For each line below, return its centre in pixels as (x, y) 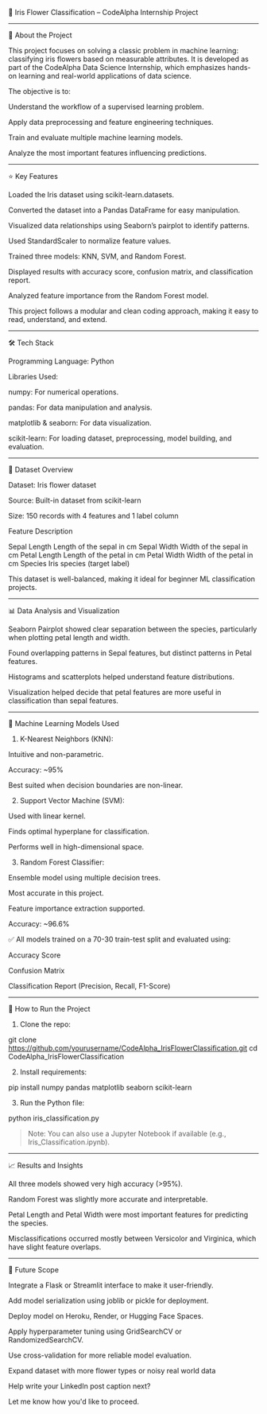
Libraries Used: (33, 377)
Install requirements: (53, 1072)
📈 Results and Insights (46, 1165)
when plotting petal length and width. (69, 637)
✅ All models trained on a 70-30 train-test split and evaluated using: (120, 939)
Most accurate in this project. (56, 893)
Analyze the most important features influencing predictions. (107, 153)
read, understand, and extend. (58, 319)
